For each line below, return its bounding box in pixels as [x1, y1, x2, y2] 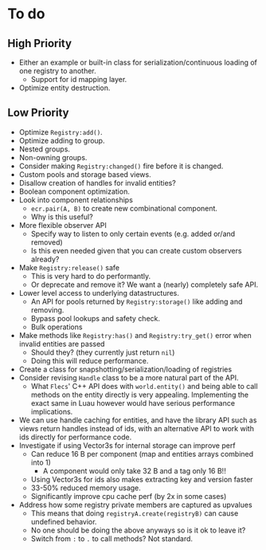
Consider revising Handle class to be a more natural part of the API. [18, 372, 239, 383]
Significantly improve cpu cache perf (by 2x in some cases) [30, 491, 227, 501]
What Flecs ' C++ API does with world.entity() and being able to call [30, 381, 258, 391]
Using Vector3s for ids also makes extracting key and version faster [30, 474, 253, 484]
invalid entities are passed [18, 339, 105, 348]
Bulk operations [30, 322, 83, 332]
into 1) [30, 458, 51, 467]
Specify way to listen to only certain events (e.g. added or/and [30, 229, 236, 238]
